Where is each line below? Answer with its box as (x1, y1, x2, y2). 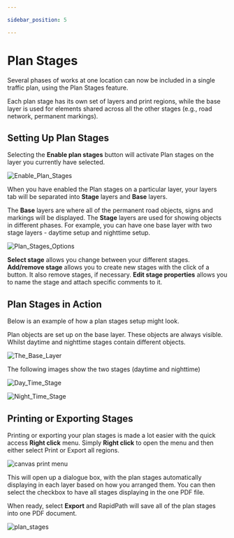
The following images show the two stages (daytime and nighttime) (7, 365, 200, 373)
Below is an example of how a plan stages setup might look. (7, 317, 180, 326)
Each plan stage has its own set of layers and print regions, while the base (7, 97, 221, 105)
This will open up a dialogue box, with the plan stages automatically (7, 474, 202, 481)
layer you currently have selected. (7, 158, 105, 167)
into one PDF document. (7, 509, 78, 517)
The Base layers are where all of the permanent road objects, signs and (7, 206, 213, 214)
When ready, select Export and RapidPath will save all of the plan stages (7, 502, 217, 510)
